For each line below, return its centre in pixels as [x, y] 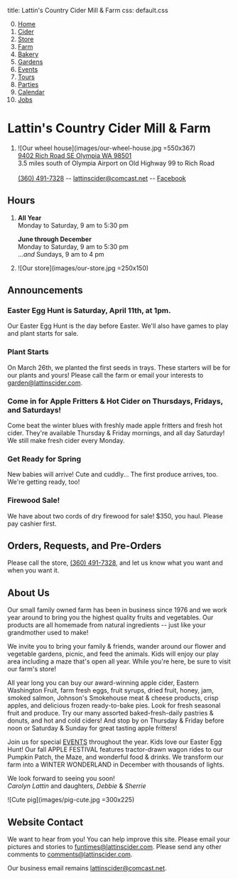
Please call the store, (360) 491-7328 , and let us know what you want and [115, 563]
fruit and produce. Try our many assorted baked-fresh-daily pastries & [110, 713]
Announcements [45, 291]
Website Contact [45, 822]
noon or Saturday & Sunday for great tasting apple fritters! [92, 728]
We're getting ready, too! [44, 482]
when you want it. [33, 570]
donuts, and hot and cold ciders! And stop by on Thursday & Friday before [116, 720]
